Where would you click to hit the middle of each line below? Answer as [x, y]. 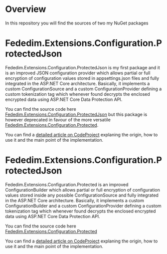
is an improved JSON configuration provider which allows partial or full [78, 73]
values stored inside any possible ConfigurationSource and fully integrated [82, 195]
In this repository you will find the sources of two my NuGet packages [77, 23]
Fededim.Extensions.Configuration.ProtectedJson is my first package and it [83, 67]
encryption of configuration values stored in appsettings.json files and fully [82, 78]
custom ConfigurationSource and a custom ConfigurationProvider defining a [83, 89]
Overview [26, 9]
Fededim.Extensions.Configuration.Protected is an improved [67, 184]
